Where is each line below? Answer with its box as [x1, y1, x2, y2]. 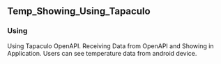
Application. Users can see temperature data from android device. [7, 49, 197, 57]
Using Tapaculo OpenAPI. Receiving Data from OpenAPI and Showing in [7, 41, 214, 50]
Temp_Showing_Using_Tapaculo [7, 6, 151, 17]
